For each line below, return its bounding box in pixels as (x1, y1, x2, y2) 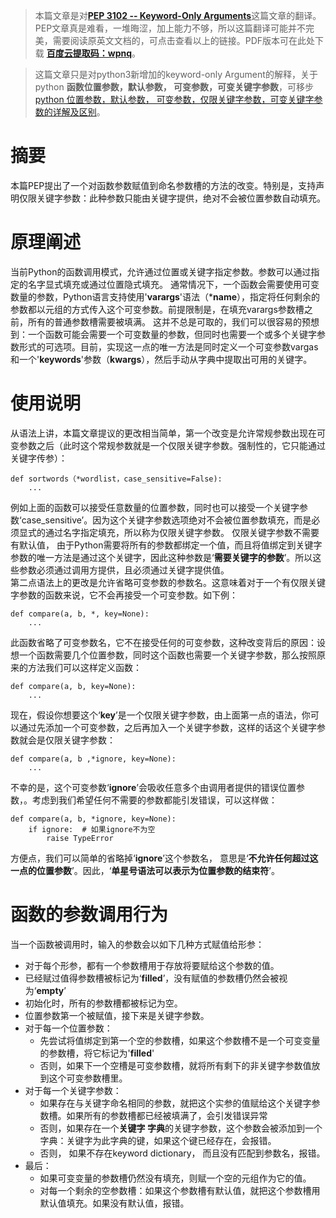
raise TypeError (46, 833, 114, 843)
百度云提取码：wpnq (46, 47, 133, 59)
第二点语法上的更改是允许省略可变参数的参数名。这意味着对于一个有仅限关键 (10, 576, 326, 588)
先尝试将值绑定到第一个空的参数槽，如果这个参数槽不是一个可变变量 (39, 1034, 321, 1046)
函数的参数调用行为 (10, 904, 169, 926)
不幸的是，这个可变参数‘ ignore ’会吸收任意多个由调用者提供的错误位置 (10, 781, 297, 793)
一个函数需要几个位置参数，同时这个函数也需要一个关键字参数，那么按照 (18, 649, 317, 661)
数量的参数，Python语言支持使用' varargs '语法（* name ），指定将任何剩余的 (10, 290, 321, 303)
